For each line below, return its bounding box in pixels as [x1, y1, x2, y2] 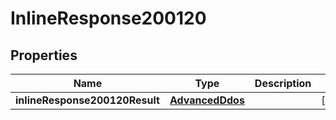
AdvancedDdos [169, 93, 245, 107]
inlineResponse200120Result [15, 93, 160, 107]
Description [254, 77, 312, 90]
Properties [10, 47, 78, 64]
